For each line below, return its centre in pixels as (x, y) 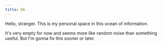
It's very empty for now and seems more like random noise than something (81, 33)
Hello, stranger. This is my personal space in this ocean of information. (77, 23)
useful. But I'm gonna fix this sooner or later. (50, 38)
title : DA (15, 10)
